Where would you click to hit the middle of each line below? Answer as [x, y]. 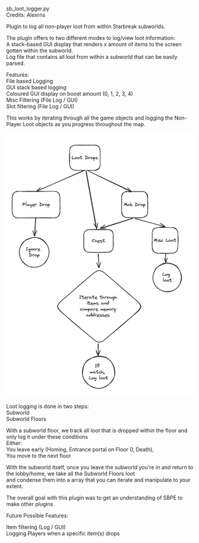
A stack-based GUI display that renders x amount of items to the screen [94, 44]
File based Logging [30, 81]
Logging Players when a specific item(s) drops [63, 533]
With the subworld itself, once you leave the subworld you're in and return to [100, 467]
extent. [15, 486]
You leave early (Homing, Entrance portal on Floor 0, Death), [80, 449]
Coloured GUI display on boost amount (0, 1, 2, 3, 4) [70, 94]
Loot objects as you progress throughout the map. [84, 124]
